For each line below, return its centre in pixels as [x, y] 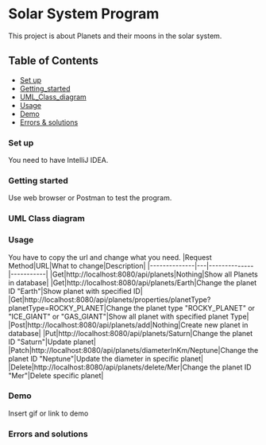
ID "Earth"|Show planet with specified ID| [75, 291]
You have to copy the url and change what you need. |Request [110, 257]
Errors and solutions [48, 434]
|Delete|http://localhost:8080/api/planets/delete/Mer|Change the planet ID [130, 367]
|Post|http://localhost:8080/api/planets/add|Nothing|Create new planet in [128, 325]
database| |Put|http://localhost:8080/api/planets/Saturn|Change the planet [131, 333]
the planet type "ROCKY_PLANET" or [195, 308]
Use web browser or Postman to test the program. [90, 198]
